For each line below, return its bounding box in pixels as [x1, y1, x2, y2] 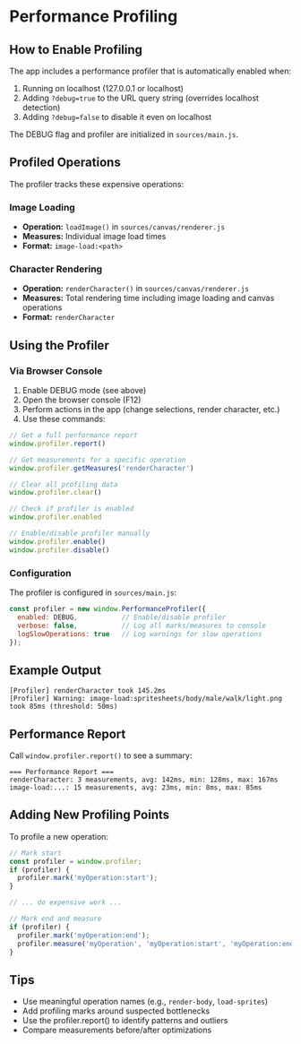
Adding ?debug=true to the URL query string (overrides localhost [21, 92, 260, 103]
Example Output [9, 662, 101, 677]
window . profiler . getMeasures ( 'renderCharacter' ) [9, 463, 194, 472]
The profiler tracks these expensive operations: [9, 178, 185, 189]
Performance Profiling [9, 6, 178, 27]
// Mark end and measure [9, 914, 102, 924]
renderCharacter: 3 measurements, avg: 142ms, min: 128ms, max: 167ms [9, 775, 279, 785]
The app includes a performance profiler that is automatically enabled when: [9, 65, 292, 76]
